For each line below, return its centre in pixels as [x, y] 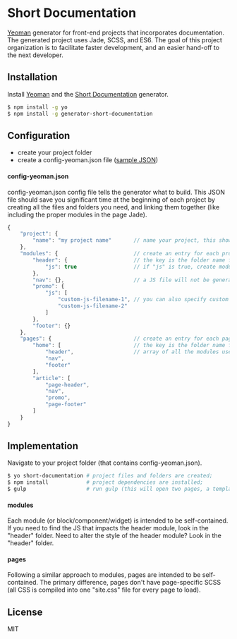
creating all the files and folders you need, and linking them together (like [114, 207]
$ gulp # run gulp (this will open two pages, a [109, 489]
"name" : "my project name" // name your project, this [124, 241]
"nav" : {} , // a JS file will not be [121, 280]
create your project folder [55, 152]
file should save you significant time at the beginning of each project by [111, 200]
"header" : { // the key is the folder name [129, 260]
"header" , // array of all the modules [132, 352]
